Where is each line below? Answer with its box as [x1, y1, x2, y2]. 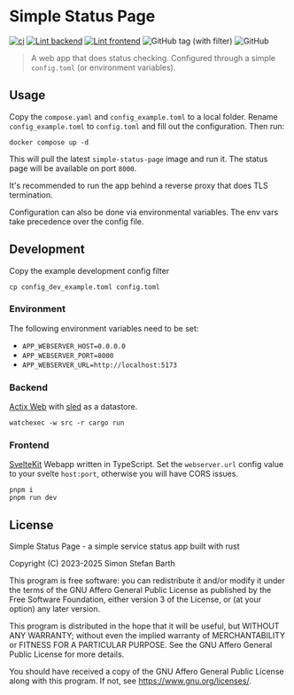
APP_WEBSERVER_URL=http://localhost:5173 [21, 361, 177, 370]
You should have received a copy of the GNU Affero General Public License [9, 667, 284, 677]
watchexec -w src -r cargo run [9, 418, 125, 427]
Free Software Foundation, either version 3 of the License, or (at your [9, 594, 262, 605]
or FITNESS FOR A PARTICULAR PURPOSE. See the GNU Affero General [9, 640, 273, 651]
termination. [9, 189, 53, 200]
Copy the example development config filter [9, 265, 170, 276]
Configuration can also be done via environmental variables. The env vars [9, 207, 279, 217]
